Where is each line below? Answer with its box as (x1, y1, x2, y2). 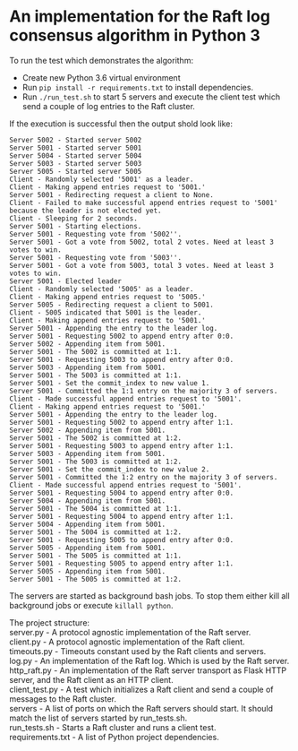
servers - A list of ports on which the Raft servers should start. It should (9, 703, 274, 713)
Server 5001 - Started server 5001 (9, 143, 142, 152)
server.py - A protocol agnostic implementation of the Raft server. (9, 626, 251, 637)
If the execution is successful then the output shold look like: (9, 118, 234, 129)
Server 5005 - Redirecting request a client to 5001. (9, 300, 215, 309)
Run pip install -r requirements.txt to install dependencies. (21, 82, 253, 92)
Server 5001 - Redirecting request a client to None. (9, 190, 215, 199)
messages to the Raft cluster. (9, 693, 116, 704)
